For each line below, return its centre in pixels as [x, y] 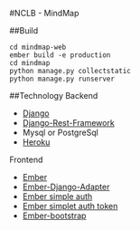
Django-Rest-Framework [68, 123]
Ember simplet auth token [70, 206]
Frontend [26, 159]
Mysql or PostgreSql [61, 132]
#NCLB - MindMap [44, 13]
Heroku [36, 142]
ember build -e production [60, 55]
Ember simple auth [57, 196]
